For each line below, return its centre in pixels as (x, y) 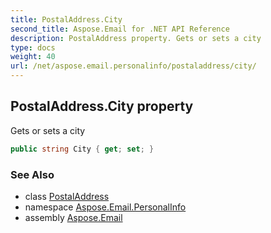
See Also (32, 174)
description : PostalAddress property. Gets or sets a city (136, 38)
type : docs (33, 47)
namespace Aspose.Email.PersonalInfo (105, 207)
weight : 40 (33, 57)
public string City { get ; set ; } (82, 149)
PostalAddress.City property (102, 106)
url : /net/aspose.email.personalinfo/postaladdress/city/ (133, 66)
